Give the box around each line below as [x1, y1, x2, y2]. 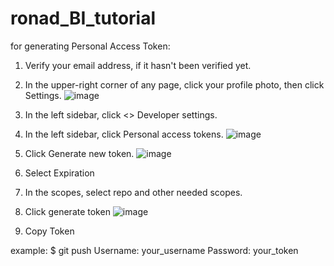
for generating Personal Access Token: [10, 40, 171, 52]
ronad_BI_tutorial [10, 7, 157, 30]
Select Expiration [24, 167, 95, 179]
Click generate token [24, 205, 111, 217]
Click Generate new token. [24, 147, 135, 159]
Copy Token [24, 225, 75, 237]
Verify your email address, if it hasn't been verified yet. [24, 59, 252, 71]
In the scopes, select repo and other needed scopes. [24, 186, 243, 198]
